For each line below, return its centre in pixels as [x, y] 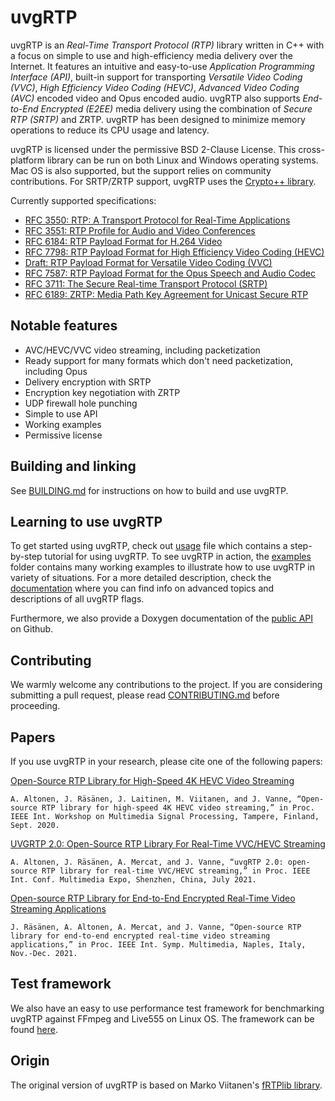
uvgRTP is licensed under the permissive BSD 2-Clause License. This [153, 149]
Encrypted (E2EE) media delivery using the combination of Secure [176, 108]
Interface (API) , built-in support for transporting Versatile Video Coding [156, 77]
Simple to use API [61, 413]
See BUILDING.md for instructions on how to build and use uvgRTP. [149, 490]
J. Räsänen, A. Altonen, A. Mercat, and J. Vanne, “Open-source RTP [156, 927]
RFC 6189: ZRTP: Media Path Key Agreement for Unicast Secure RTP [166, 294]
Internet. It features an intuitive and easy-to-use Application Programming [162, 66]
